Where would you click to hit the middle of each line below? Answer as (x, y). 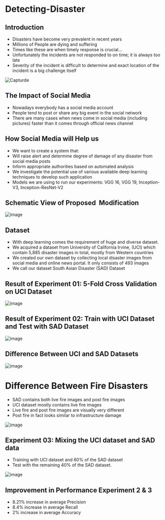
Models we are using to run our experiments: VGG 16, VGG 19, (75, 182)
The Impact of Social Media (48, 95)
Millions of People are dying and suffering (55, 44)
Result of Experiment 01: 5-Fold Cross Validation (81, 284)
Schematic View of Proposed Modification (72, 203)
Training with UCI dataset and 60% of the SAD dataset (67, 460)
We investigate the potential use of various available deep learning (80, 172)
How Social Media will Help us (52, 139)
